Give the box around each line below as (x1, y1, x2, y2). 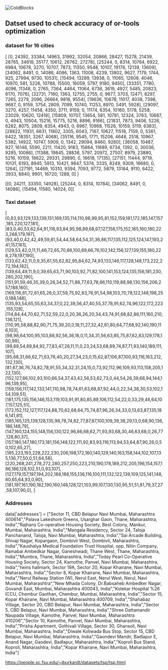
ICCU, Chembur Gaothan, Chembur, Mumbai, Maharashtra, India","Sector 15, (5, 591, 163, 597)
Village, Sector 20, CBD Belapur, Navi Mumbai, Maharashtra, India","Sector (5, 602, 159, 608)
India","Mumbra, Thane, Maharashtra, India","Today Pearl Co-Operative (5, 554, 152, 560)
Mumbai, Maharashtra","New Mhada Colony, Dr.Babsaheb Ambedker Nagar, (5, 580, 162, 587)
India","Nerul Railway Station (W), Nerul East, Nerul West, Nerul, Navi (5, 575, 147, 581)
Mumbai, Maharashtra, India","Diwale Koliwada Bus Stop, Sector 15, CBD (5, 628, 155, 634)
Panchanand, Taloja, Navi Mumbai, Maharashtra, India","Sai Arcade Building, (5, 532, 163, 539)
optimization (5, 27, 46, 36)
